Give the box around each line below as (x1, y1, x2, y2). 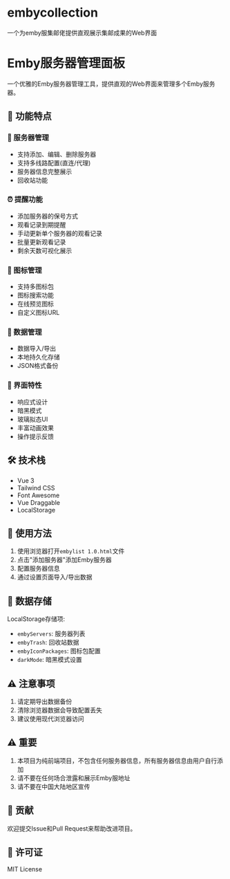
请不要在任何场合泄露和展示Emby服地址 (17, 773, 131, 782)
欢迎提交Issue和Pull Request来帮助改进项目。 (7, 824, 137, 833)
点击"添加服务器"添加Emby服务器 (17, 555, 112, 564)
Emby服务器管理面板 (7, 55, 126, 71)
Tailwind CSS (17, 483, 55, 492)
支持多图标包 (17, 282, 54, 291)
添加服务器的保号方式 (17, 212, 78, 220)
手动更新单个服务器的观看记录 (17, 229, 102, 237)
